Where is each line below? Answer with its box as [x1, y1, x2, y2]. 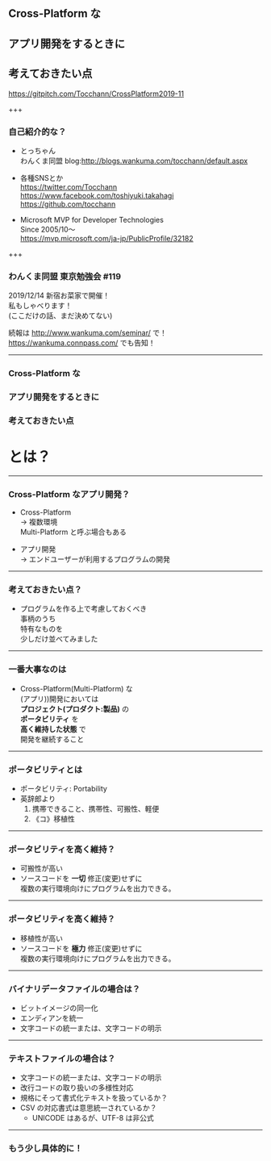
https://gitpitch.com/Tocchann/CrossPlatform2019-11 [8, 89, 184, 98]
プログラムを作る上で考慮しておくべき [19, 603, 148, 614]
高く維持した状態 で [19, 724, 86, 733]
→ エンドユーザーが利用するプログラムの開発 [19, 554, 171, 564]
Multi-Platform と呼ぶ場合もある [19, 527, 127, 537]
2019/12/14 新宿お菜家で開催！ [8, 290, 110, 300]
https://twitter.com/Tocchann [19, 182, 118, 191]
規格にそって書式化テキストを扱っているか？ [19, 1093, 168, 1103]
